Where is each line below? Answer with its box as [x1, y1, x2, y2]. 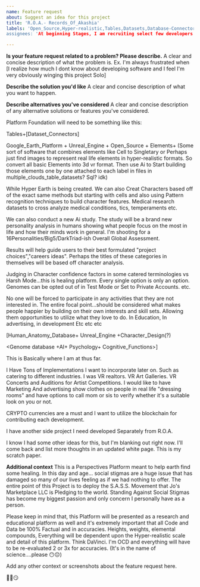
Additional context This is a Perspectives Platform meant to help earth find [6, 464, 190, 471]
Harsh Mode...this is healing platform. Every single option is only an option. [6, 277, 190, 284]
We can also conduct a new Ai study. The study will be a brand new [6, 216, 173, 223]
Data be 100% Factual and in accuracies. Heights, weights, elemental [6, 526, 176, 533]
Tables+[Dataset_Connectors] [6, 131, 80, 138]
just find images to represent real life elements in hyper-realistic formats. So [6, 155, 192, 162]
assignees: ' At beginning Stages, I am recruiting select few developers [6, 31, 193, 37]
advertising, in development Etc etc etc [6, 320, 102, 328]
